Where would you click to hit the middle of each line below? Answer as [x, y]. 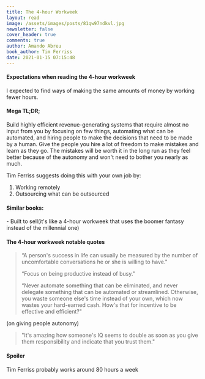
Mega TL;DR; [23, 111]
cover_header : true [31, 35]
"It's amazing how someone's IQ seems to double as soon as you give [110, 335]
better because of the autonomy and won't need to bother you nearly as [97, 157]
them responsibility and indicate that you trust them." [88, 342]
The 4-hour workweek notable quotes [56, 241]
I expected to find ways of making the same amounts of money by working [100, 90]
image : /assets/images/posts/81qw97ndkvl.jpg [65, 23]
